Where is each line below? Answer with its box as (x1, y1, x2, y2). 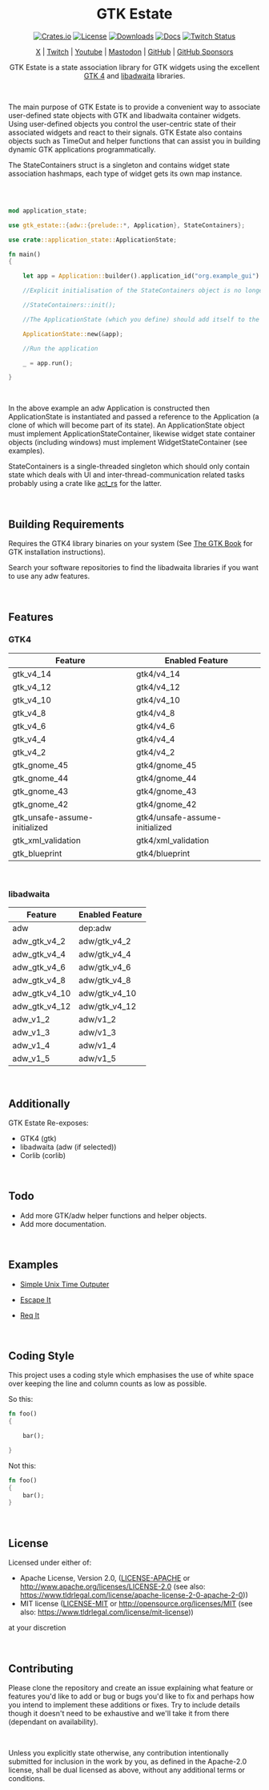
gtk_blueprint (12, 848, 62, 859)
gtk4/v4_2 (135, 747, 175, 758)
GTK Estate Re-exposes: (8, 1118, 90, 1128)
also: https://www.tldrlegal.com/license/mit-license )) (19, 1607, 194, 1617)
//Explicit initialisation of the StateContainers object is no (22, 286, 242, 295)
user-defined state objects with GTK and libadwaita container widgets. (8, 110, 241, 120)
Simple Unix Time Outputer (19, 1279, 110, 1289)
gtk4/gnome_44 (135, 772, 197, 784)
